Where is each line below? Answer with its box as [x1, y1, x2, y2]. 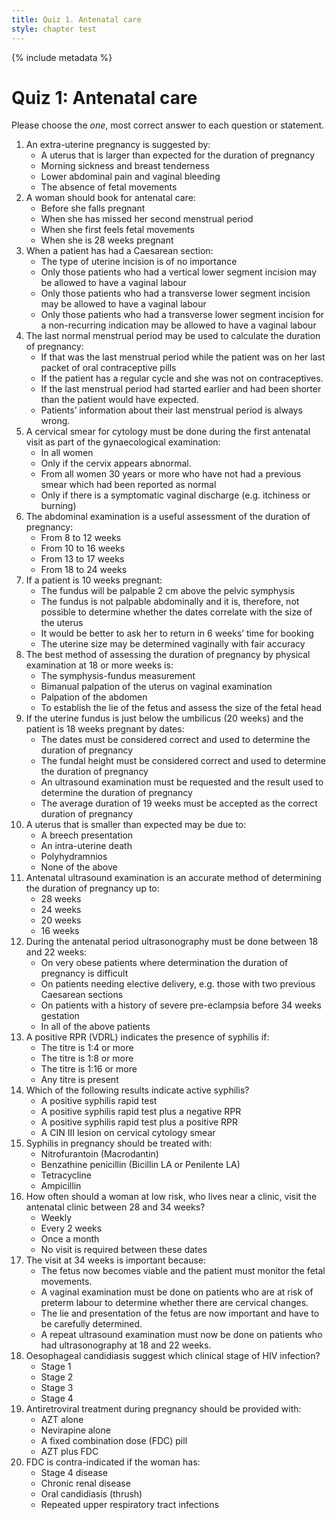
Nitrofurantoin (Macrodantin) [40, 1148, 159, 1160]
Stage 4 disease [40, 1467, 108, 1479]
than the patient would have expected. [40, 394, 199, 406]
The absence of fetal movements [40, 181, 178, 193]
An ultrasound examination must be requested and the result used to [40, 776, 324, 788]
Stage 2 [40, 1371, 74, 1383]
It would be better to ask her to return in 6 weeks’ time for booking [40, 627, 314, 640]
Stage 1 [40, 1361, 72, 1373]
